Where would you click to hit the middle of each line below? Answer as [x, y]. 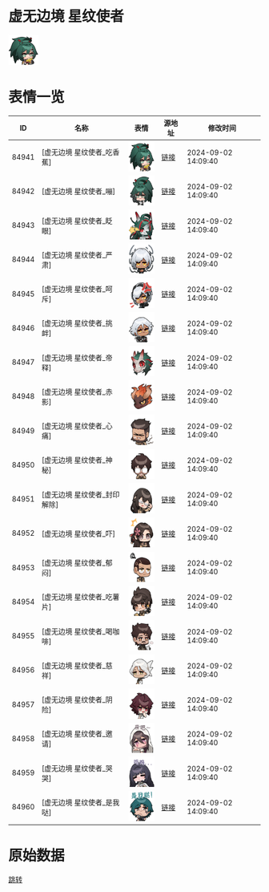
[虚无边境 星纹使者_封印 [80, 494]
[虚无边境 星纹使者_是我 [80, 802]
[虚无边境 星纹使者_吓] [78, 533]
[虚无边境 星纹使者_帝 [77, 357]
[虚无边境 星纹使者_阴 [77, 699]
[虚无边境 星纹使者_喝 [77, 631]
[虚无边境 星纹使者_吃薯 [80, 597]
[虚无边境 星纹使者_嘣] [78, 191]
